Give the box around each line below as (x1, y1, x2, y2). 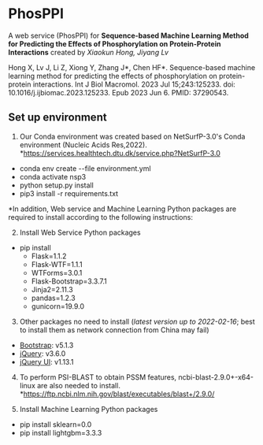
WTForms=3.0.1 (31, 268, 83, 277)
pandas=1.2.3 (31, 293, 76, 302)
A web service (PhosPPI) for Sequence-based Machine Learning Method (8, 31, 250, 40)
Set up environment (8, 111, 108, 124)
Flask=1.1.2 (31, 251, 67, 261)
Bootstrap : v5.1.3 (19, 340, 74, 350)
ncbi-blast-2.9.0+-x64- (178, 372, 254, 382)
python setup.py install (19, 180, 94, 190)
